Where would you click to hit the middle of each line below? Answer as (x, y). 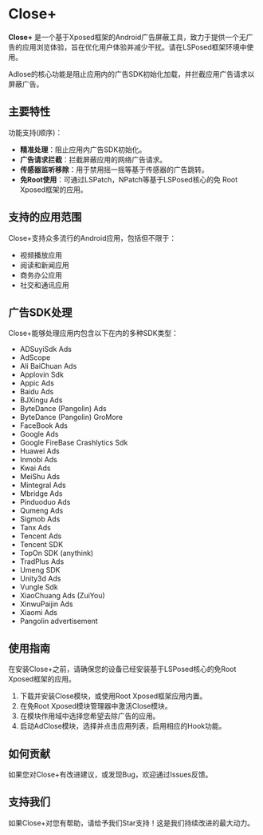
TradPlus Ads (42, 561)
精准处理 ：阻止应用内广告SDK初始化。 (83, 150)
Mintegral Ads (43, 485)
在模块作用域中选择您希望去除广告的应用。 (90, 716)
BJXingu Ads (41, 400)
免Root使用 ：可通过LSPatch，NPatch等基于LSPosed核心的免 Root (129, 179)
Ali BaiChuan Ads (48, 366)
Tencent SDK (41, 545)
